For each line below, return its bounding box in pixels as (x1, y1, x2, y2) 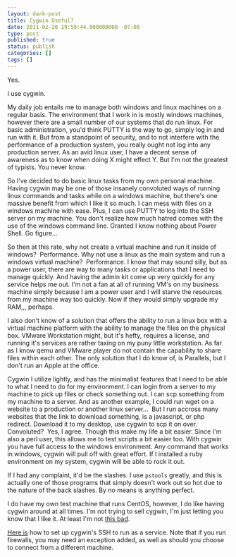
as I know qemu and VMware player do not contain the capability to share (7, 346, 221, 355)
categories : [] (7, 50, 52, 57)
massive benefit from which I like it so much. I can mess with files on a (7, 199, 212, 207)
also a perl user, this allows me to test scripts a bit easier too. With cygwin (7, 434, 222, 443)
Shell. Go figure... (7, 228, 58, 237)
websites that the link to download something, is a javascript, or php (7, 412, 205, 420)
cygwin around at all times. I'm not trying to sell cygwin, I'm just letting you (7, 507, 224, 515)
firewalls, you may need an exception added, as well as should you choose (7, 535, 224, 544)
